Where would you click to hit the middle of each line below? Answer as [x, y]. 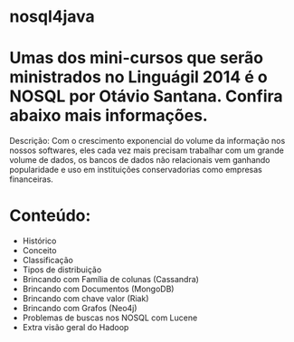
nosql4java [52, 17]
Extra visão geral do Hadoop [76, 328]
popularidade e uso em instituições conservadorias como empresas [136, 170]
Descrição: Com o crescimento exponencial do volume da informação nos [147, 141]
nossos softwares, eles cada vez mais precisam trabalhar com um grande [147, 150]
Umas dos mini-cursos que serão [137, 58]
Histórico [39, 241]
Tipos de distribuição [62, 270]
